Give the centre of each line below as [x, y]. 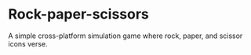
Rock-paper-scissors [78, 14]
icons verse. [28, 43]
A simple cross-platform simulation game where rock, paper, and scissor [125, 36]
